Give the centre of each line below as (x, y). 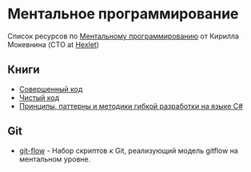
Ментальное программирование (123, 14)
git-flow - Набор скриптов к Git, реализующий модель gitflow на (129, 150)
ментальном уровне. (55, 159)
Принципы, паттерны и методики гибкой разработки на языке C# (131, 106)
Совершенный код (51, 89)
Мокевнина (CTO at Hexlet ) (54, 44)
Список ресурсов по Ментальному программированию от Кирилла (123, 36)
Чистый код (39, 98)
